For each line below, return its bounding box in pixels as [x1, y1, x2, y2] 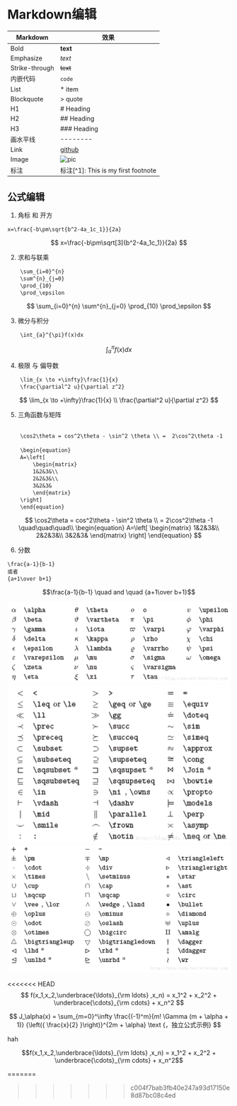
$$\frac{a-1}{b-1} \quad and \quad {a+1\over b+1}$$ [42, 588, 196, 597]
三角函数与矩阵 [17, 411, 62, 419]
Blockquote [10, 94, 44, 103]
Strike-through [10, 64, 54, 72]
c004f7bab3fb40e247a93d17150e [130, 1083, 230, 1092]
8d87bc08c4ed [130, 1090, 176, 1100]
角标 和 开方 [17, 211, 53, 219]
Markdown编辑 [7, 6, 97, 23]
